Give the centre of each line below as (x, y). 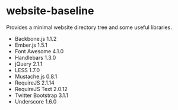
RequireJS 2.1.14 (34, 82)
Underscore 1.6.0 (36, 101)
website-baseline (50, 11)
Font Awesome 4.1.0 (39, 51)
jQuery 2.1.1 (28, 64)
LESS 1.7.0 (27, 70)
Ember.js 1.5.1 (31, 45)
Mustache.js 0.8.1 (36, 76)
